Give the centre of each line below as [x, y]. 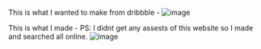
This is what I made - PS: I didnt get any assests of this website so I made [131, 28]
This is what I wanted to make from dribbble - [84, 12]
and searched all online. [48, 37]
